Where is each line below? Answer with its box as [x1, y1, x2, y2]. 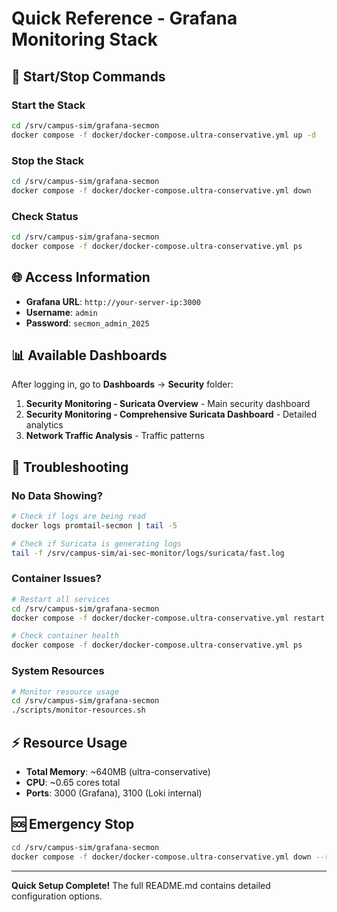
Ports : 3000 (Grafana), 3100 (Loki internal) [25, 787, 203, 799]
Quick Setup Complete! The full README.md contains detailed [11, 879, 271, 891]
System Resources [11, 664, 105, 678]
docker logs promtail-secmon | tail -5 [11, 520, 178, 531]
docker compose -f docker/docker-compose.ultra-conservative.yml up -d [11, 130, 316, 140]
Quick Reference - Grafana [11, 7, 238, 30]
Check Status [11, 209, 79, 223]
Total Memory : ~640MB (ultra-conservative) [25, 765, 211, 777]
